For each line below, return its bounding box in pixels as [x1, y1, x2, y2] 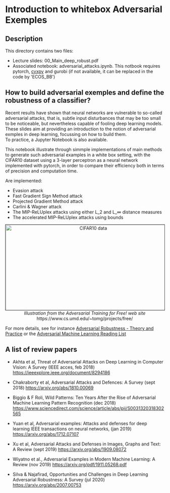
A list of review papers [5, 345, 77, 354]
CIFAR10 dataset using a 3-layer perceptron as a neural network [5, 157, 138, 163]
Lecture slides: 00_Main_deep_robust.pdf [12, 58, 99, 64]
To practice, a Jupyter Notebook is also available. [5, 137, 108, 143]
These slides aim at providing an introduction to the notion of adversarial [5, 125, 156, 132]
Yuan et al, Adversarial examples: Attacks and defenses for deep [12, 420, 147, 426]
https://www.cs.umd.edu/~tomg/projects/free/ [36, 315, 133, 322]
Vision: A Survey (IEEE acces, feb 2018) [12, 364, 95, 370]
